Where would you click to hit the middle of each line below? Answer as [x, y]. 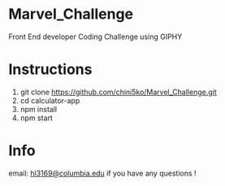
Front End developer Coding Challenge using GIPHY [95, 37]
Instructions [50, 69]
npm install [39, 109]
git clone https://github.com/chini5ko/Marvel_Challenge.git [118, 92]
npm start [36, 118]
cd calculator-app [50, 100]
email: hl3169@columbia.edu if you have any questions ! [102, 173]
